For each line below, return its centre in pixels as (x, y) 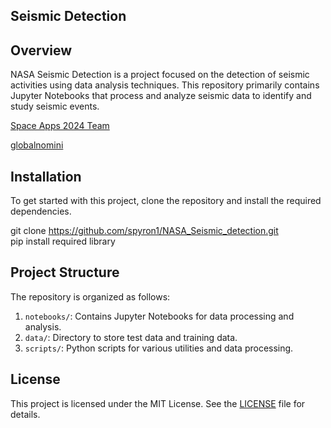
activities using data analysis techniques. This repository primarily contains (165, 85)
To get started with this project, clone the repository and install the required (166, 201)
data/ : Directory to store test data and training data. (131, 337)
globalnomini (37, 145)
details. (25, 414)
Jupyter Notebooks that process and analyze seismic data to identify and (161, 96)
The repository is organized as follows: (90, 296)
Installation (46, 176)
